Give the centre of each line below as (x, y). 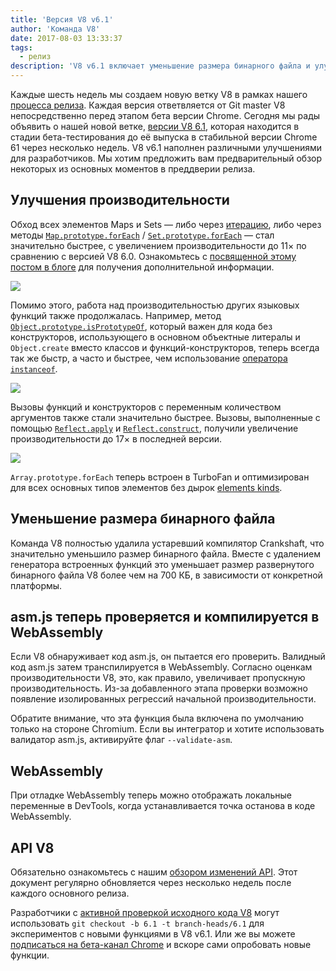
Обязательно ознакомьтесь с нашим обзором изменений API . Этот (154, 872)
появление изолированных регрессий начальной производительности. (163, 699)
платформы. (36, 585)
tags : (21, 47)
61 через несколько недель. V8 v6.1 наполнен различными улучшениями (166, 147)
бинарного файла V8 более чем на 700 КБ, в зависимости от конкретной (166, 575)
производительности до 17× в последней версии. (116, 438)
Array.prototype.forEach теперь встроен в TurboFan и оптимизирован (160, 477)
